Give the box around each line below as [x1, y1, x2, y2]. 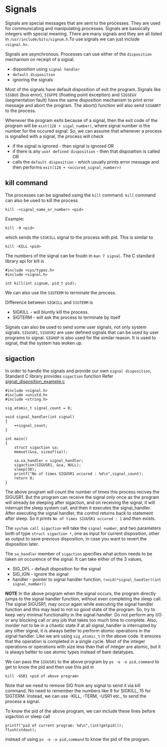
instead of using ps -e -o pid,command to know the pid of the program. [5, 736, 151, 742]
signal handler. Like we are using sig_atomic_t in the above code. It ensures [5, 633, 161, 639]
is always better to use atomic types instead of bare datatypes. [5, 649, 135, 655]
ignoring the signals [12, 77, 53, 83]
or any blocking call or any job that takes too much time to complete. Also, [5, 617, 158, 623]
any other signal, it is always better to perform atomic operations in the [5, 627, 151, 633]
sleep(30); [14, 467, 37, 472]
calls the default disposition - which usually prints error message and [12, 159, 160, 165]
